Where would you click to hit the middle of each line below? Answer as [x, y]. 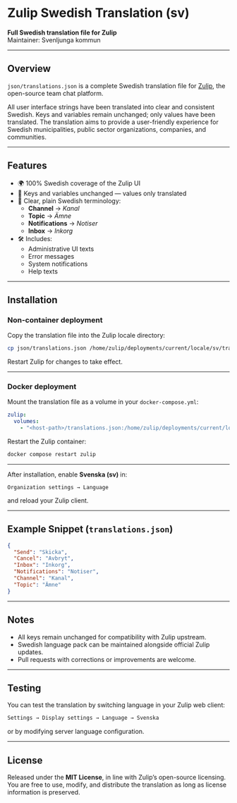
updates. [30, 652]
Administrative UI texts [61, 249]
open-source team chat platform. [55, 93]
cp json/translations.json [47, 348]
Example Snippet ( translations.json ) [90, 529]
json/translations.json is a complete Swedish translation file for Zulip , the [116, 85]
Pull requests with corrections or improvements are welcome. [107, 659]
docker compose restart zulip [52, 455]
